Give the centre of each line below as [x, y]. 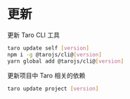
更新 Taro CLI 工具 [34, 35]
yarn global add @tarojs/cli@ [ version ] [66, 61]
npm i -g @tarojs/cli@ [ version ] [54, 54]
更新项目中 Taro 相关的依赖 [46, 75]
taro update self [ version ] [48, 48]
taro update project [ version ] [53, 89]
